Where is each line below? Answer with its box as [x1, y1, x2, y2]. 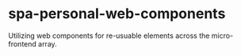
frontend [8, 39, 37, 48]
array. [38, 39, 57, 48]
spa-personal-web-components [8, 5, 226, 23]
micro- [211, 31, 234, 40]
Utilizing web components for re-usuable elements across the [8, 31, 210, 40]
